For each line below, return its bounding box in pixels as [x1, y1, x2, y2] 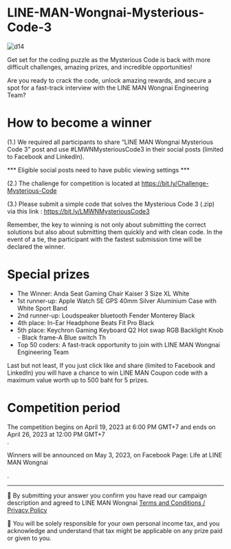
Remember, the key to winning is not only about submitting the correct [7, 220, 206, 229]
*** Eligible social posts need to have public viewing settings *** [7, 165, 190, 174]
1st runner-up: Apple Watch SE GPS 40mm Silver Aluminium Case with [16, 296, 217, 304]
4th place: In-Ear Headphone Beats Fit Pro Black [16, 318, 155, 327]
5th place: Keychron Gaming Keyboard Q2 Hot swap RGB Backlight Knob [16, 326, 223, 334]
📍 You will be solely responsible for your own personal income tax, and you [7, 519, 220, 528]
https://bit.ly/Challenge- [141, 179, 209, 187]
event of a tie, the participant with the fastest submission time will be [7, 235, 202, 243]
